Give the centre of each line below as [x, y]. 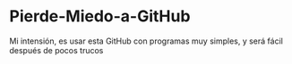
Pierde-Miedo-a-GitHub [100, 16]
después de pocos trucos [56, 50]
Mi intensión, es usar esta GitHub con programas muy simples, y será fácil [146, 41]
